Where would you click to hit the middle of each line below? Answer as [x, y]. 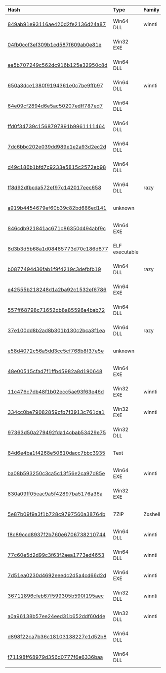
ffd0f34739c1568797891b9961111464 [56, 126]
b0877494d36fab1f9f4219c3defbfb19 [54, 269]
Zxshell [152, 514]
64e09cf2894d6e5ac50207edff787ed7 [55, 106]
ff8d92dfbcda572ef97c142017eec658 [55, 188]
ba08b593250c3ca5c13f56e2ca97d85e [56, 473]
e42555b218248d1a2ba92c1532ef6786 [57, 290]
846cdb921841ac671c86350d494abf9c [57, 228]
